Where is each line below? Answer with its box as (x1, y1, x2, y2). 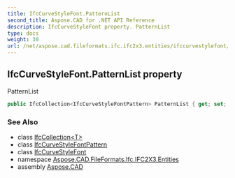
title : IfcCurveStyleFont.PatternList (7, 10, 120, 17)
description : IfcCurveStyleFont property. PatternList (7, 23, 171, 30)
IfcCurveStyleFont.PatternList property (7, 68, 183, 80)
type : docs (7, 29, 39, 37)
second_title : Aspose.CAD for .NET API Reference (7, 17, 155, 24)
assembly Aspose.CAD (17, 162, 84, 171)
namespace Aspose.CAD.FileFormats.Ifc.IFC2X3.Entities (17, 155, 180, 163)
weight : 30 (7, 36, 39, 43)
